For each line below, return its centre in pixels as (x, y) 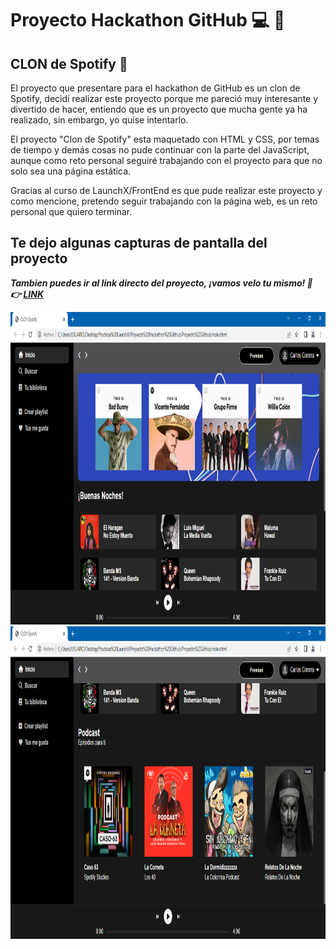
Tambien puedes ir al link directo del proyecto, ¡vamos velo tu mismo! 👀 (161, 283)
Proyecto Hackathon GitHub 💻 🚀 (148, 20)
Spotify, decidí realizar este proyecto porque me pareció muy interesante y (164, 98)
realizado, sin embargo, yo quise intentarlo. (99, 120)
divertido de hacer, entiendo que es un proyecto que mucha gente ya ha (159, 109)
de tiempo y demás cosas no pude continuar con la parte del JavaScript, (160, 150)
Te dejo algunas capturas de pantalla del (139, 243)
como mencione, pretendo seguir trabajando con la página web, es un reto (164, 201)
